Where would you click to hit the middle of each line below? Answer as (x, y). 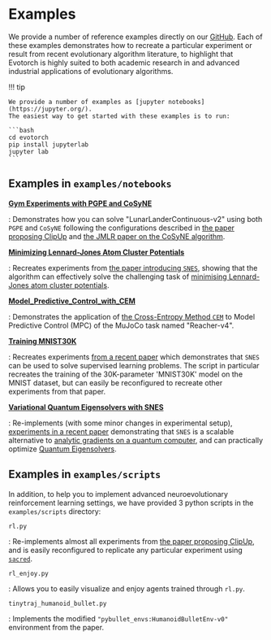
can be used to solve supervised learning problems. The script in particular (134, 365)
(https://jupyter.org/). (50, 109)
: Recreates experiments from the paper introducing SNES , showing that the (133, 268)
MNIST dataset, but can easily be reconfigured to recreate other (116, 382)
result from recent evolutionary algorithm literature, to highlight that (121, 54)
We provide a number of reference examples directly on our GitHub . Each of (135, 37)
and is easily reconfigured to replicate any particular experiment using (126, 550)
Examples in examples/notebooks (90, 184)
